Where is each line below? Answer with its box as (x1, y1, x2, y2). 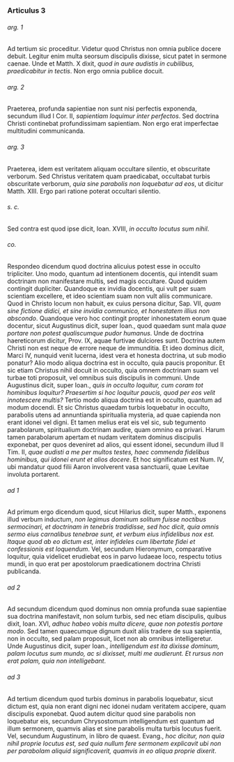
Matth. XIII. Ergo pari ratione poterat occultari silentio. (7, 187, 161, 195)
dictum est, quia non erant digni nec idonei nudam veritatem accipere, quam (7, 702, 226, 710)
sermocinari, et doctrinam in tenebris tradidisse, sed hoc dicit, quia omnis (7, 523, 219, 531)
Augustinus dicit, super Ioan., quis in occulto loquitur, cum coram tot (7, 380, 203, 389)
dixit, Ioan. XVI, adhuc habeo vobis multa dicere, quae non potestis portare (7, 619, 224, 628)
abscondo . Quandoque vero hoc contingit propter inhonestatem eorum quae (7, 314, 227, 322)
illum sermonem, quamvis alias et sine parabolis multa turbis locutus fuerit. (7, 724, 222, 733)
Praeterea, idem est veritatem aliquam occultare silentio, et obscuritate (7, 164, 210, 173)
